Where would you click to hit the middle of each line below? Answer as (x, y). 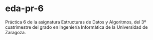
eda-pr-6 (24, 9)
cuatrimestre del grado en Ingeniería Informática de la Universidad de (76, 27)
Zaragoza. (16, 32)
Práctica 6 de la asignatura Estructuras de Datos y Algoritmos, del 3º (76, 22)
